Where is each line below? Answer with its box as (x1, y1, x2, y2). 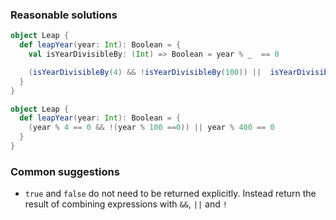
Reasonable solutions (10, 8, 118, 22)
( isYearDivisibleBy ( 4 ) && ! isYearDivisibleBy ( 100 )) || (28, 67, 262, 77)
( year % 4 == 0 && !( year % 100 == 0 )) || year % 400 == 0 (28, 123, 275, 133)
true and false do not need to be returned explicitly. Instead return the (24, 188, 317, 200)
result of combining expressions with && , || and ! (24, 198, 228, 210)
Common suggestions (10, 164, 120, 178)
